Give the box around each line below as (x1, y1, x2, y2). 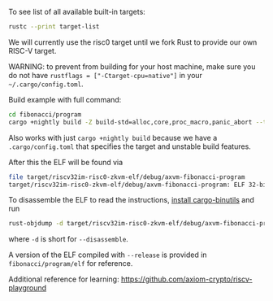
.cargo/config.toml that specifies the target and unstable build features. (8, 142, 252, 151)
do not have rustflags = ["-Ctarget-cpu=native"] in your (8, 70, 203, 80)
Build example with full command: (8, 94, 122, 104)
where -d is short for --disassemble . (8, 234, 128, 244)
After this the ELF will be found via (8, 157, 123, 167)
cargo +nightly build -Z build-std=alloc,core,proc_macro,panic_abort (8, 118, 253, 126)
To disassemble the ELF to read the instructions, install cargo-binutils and (8, 195, 254, 205)
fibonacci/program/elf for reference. (8, 259, 133, 268)
